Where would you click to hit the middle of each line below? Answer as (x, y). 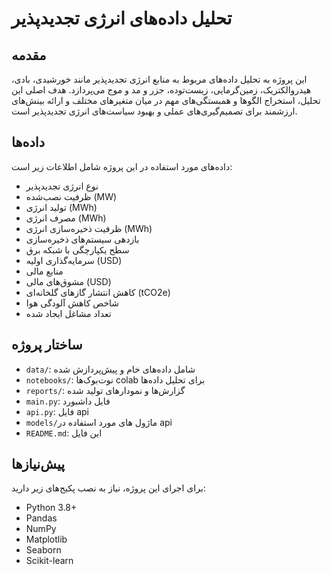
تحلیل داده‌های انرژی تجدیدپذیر (122, 18)
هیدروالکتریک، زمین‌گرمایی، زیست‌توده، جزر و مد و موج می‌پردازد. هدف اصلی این (161, 90)
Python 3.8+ (51, 508)
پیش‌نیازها (38, 464)
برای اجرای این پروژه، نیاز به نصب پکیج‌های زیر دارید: (108, 488)
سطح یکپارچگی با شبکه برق (77, 249)
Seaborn (43, 550)
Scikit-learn (49, 561)
